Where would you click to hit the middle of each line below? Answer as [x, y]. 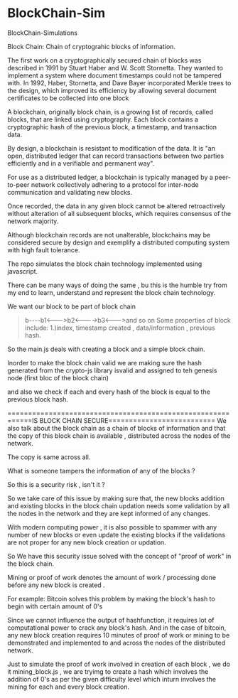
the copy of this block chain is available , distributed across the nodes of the [119, 436]
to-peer [18, 184]
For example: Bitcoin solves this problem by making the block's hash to [111, 598]
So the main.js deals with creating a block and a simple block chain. [106, 349]
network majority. [33, 221]
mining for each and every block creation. [69, 687]
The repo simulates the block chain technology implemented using [105, 264]
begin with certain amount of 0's [55, 606]
